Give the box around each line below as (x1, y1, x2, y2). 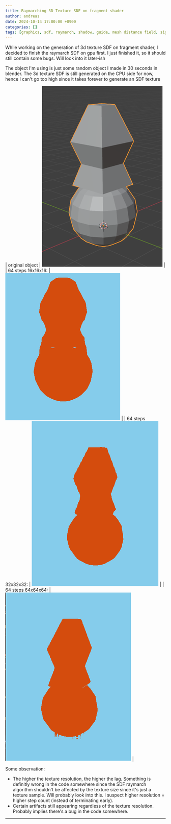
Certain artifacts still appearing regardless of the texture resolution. (12, 803, 154, 809)
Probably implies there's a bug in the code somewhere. (12, 808, 129, 814)
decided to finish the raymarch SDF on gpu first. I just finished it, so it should (5, 50, 166, 56)
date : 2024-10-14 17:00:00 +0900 (5, 19, 76, 24)
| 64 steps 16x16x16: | (5, 268, 51, 274)
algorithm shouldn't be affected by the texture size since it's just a (12, 787, 152, 793)
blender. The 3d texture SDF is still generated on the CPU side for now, (5, 70, 154, 77)
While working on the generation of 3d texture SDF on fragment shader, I (5, 44, 158, 51)
